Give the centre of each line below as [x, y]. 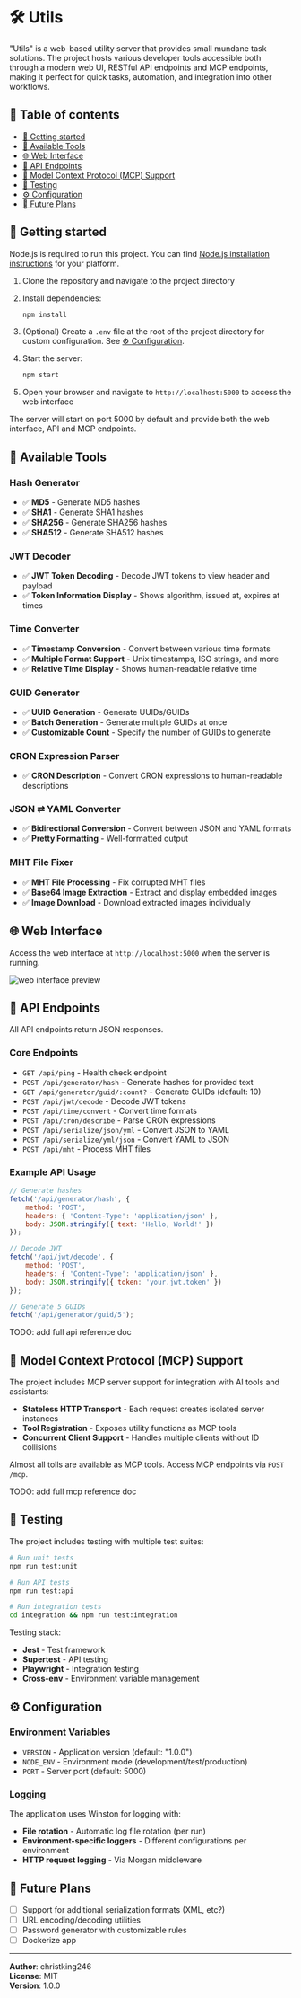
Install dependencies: [62, 298]
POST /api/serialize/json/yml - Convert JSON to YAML [126, 1129]
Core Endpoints [44, 1053]
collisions [40, 1447]
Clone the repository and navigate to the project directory [129, 280]
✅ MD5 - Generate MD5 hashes [81, 502]
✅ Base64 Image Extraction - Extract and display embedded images [150, 892]
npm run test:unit [43, 1566]
